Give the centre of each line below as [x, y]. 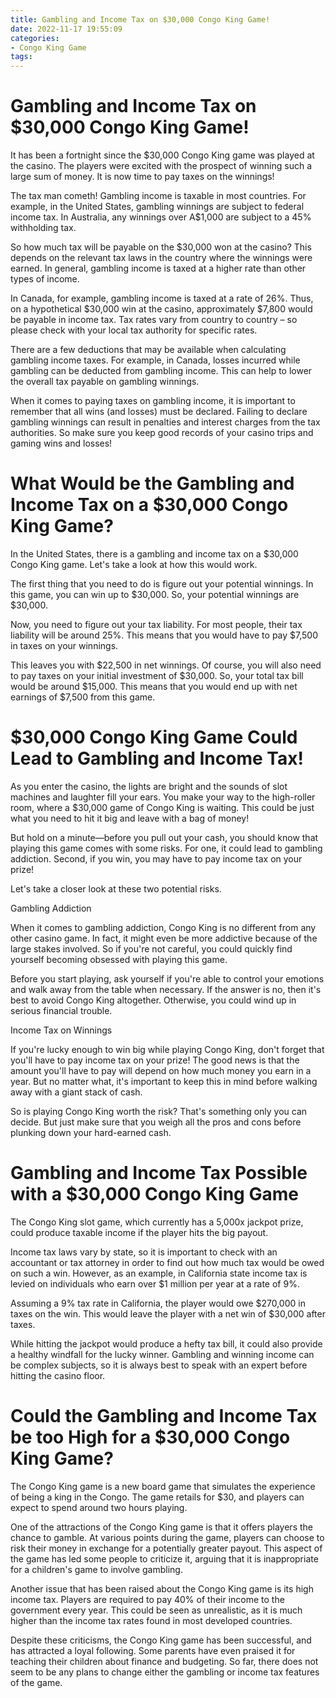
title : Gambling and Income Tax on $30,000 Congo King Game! [140, 19]
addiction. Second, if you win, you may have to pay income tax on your [156, 858]
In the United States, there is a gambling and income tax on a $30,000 [154, 554]
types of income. [45, 279]
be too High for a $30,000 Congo [150, 1437]
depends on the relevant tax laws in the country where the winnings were [161, 258]
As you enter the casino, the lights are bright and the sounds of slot [149, 786]
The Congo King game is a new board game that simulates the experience [163, 1486]
